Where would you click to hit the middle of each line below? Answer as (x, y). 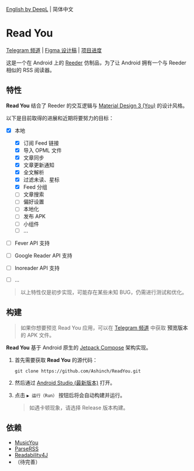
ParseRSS (27, 449)
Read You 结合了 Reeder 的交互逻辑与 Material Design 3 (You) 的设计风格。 (97, 106)
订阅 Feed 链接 (41, 143)
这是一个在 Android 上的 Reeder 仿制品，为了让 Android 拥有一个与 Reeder (96, 62)
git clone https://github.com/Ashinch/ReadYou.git (78, 371)
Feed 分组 (35, 187)
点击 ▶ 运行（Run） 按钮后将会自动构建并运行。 (70, 395)
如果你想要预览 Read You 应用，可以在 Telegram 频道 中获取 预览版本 (104, 327)
